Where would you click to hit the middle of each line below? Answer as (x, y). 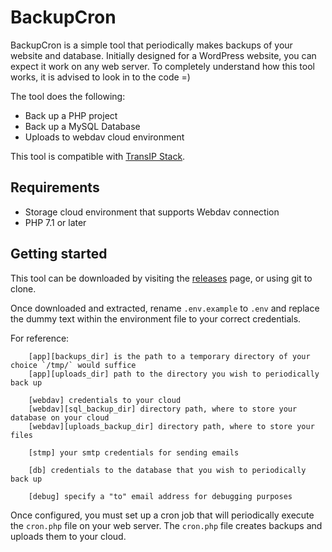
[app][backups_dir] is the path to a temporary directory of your (169, 356)
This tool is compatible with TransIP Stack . (98, 156)
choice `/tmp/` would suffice (73, 365)
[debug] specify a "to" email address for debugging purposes (160, 496)
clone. (23, 288)
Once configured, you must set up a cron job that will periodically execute (162, 515)
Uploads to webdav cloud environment (104, 137)
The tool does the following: (68, 96)
